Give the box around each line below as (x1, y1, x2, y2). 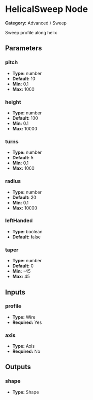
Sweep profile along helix (5, 29, 57, 35)
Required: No (12, 348, 41, 354)
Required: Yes (12, 319, 42, 325)
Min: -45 (12, 268, 31, 274)
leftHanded (5, 217, 33, 224)
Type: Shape (12, 389, 39, 395)
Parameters (5, 44, 42, 53)
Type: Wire (12, 314, 36, 320)
